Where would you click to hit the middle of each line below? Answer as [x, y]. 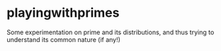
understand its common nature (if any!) [64, 39]
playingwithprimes [63, 13]
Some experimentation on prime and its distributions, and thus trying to [110, 32]
